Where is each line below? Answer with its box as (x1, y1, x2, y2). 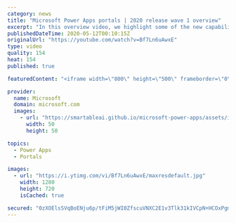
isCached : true (20, 191, 65, 199)
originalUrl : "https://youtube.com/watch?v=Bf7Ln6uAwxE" (7, 37, 178, 44)
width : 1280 (20, 179, 55, 186)
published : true (7, 63, 55, 70)
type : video (7, 43, 42, 50)
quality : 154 (7, 50, 46, 57)
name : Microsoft (13, 94, 61, 102)
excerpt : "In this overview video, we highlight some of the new (7, 23, 202, 30)
